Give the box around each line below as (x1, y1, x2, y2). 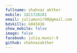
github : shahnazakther (5, 40, 54, 45)
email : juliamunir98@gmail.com (5, 17, 72, 22)
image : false (5, 31, 33, 36)
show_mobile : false (5, 26, 47, 31)
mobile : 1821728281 (5, 12, 47, 17)
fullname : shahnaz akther (5, 7, 61, 13)
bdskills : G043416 (5, 21, 45, 27)
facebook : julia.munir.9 (5, 36, 59, 41)
